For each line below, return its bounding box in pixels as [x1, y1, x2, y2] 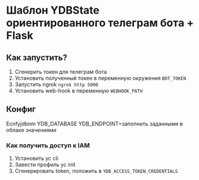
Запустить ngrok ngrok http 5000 [14, 81, 98, 88]
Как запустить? [6, 52, 67, 62]
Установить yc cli [14, 155, 58, 162]
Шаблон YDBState [6, 4, 99, 17]
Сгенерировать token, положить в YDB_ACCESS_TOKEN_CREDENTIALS [14, 168, 178, 175]
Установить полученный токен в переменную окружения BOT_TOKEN [14, 75, 186, 81]
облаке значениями [6, 126, 57, 134]
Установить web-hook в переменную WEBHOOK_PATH [14, 87, 143, 94]
